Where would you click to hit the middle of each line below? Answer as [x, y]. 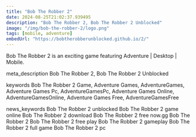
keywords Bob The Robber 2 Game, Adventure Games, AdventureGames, [95, 85]
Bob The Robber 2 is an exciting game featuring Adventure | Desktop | [92, 56]
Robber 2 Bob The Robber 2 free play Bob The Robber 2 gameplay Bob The [98, 121]
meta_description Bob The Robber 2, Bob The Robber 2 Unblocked [87, 74]
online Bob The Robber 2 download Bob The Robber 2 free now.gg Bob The [98, 115]
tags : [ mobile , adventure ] [39, 34]
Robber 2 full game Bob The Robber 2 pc [56, 128]
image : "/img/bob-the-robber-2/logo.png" [58, 28]
